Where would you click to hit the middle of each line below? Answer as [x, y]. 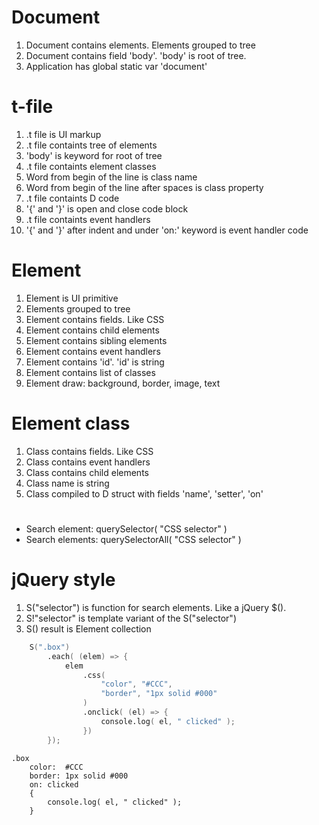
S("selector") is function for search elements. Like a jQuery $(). [156, 607]
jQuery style [63, 580]
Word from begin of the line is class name [111, 177]
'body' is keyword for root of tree [94, 155]
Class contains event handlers [88, 462]
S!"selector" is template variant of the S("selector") [131, 618]
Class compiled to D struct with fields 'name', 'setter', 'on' [144, 493]
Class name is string [67, 483]
